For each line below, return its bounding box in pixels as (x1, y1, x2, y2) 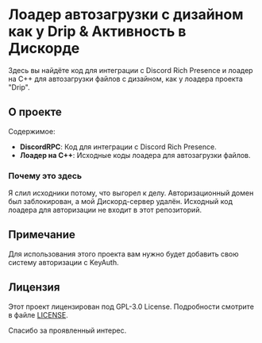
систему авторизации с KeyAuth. (8, 257, 119, 267)
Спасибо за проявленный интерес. (8, 326, 127, 335)
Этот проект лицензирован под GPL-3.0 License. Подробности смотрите (8, 302, 254, 311)
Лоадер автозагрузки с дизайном (8, 6, 244, 24)
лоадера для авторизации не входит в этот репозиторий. (8, 205, 202, 215)
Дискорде (8, 40, 80, 57)
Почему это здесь (8, 170, 82, 181)
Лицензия (8, 280, 60, 295)
